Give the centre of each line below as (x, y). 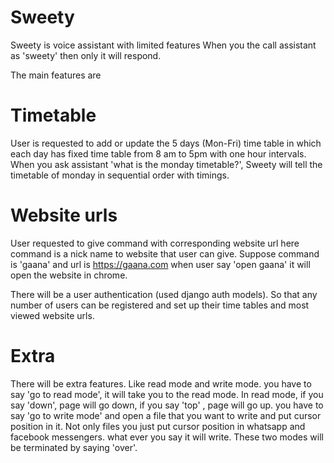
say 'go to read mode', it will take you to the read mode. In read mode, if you (167, 394)
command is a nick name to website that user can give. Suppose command (165, 253)
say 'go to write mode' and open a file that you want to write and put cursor (166, 415)
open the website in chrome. (69, 275)
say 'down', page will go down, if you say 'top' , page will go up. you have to (167, 405)
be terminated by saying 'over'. (74, 447)
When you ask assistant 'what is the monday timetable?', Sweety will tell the (166, 164)
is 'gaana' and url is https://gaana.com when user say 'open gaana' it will (160, 264)
